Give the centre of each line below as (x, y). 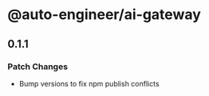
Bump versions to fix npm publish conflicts (89, 83)
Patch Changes (38, 67)
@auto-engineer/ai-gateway (104, 15)
